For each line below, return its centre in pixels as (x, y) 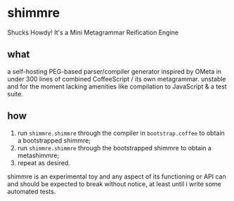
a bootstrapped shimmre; (54, 140)
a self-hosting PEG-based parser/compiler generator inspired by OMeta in (115, 71)
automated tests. (32, 191)
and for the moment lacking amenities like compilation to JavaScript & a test (117, 86)
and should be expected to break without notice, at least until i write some (114, 183)
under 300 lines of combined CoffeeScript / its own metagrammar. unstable (117, 79)
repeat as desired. (44, 162)
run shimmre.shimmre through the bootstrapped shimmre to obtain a (115, 148)
